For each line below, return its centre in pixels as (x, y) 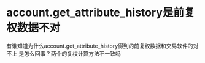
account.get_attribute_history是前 (95, 13)
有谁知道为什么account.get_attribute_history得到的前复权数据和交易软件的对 (102, 46)
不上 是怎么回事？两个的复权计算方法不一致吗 (64, 53)
